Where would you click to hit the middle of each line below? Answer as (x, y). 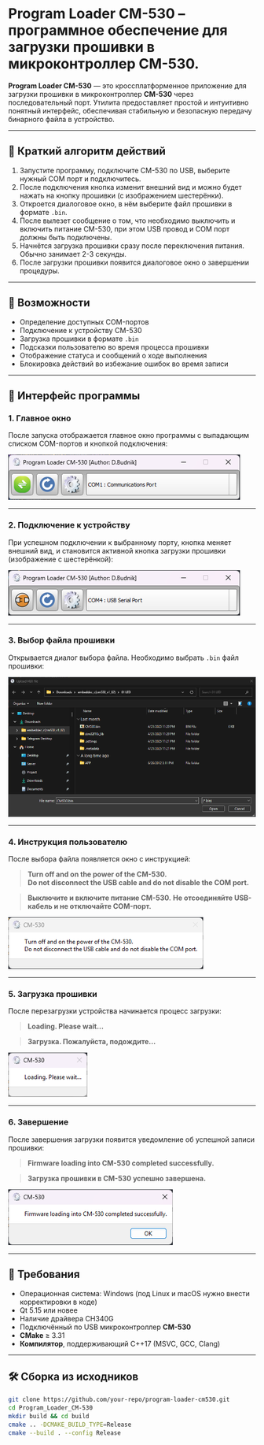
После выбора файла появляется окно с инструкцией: (99, 859)
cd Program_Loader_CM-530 (50, 1408)
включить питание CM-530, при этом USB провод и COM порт (125, 228)
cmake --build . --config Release (65, 1433)
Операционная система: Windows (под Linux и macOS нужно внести (134, 1293)
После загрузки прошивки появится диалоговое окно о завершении (134, 262)
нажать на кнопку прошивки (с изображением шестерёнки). (121, 195)
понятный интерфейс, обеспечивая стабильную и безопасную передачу (130, 110)
